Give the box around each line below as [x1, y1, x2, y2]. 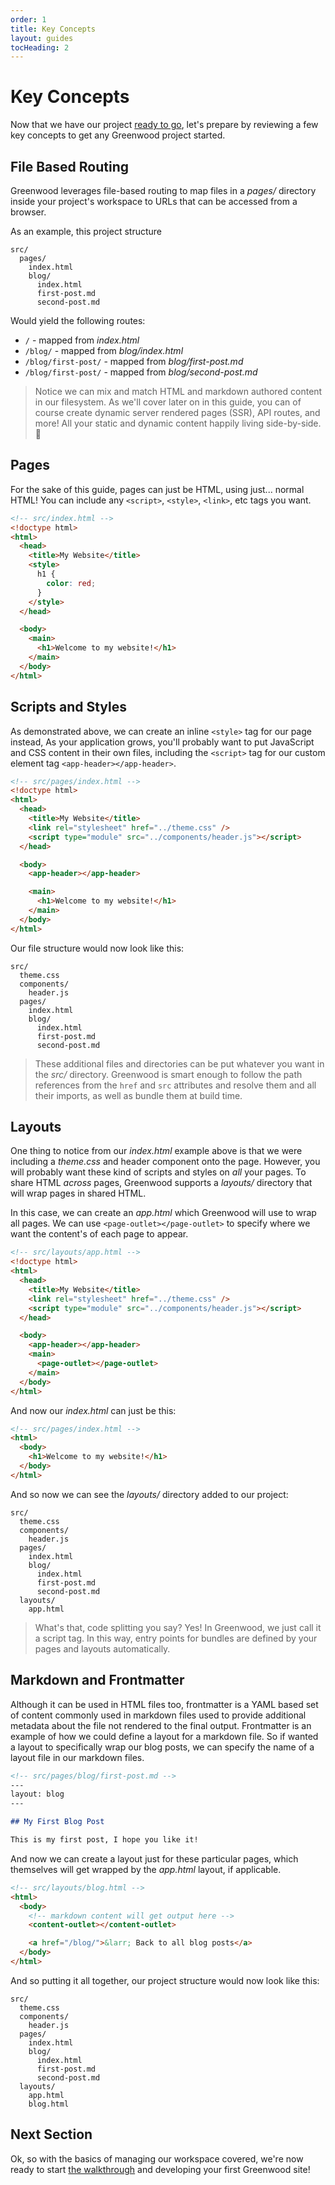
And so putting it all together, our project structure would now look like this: [10, 1974, 320, 1986]
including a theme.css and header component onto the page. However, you [10, 1156, 321, 1168]
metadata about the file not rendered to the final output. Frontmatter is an [10, 1719, 312, 1731]
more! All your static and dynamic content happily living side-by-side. [34, 417, 322, 429]
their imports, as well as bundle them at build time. [34, 1089, 243, 1101]
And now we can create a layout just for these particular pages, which [10, 1852, 299, 1865]
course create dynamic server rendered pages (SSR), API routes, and [34, 407, 321, 418]
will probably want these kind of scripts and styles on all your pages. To [10, 1166, 307, 1178]
